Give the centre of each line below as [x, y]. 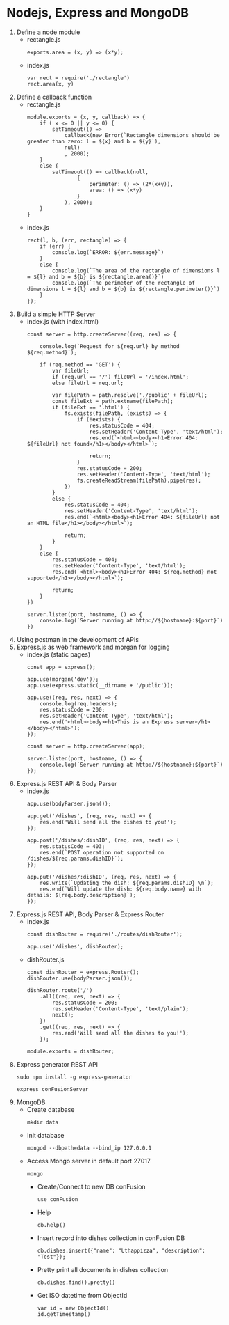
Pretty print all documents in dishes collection [102, 1269]
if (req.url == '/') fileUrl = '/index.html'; [120, 377]
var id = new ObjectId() [73, 1308]
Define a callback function [54, 97]
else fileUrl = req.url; [88, 383]
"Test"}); [51, 1257]
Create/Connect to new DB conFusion [92, 1186]
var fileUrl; [70, 370]
